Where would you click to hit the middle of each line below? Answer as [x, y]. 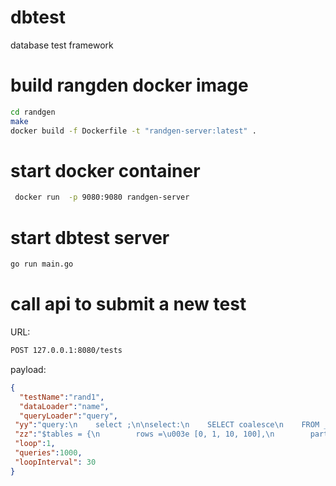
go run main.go [42, 264]
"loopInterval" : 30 [55, 462]
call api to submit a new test [128, 304]
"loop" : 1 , [35, 444]
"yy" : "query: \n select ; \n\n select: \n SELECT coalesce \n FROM [167, 425]
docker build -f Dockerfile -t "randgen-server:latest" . [133, 131]
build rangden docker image [129, 85]
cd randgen [33, 112]
